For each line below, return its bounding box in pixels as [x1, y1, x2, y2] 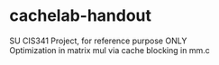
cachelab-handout [9, 5, 151, 26]
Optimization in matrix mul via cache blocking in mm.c [9, 44, 210, 55]
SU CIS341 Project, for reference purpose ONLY [9, 35, 187, 46]
